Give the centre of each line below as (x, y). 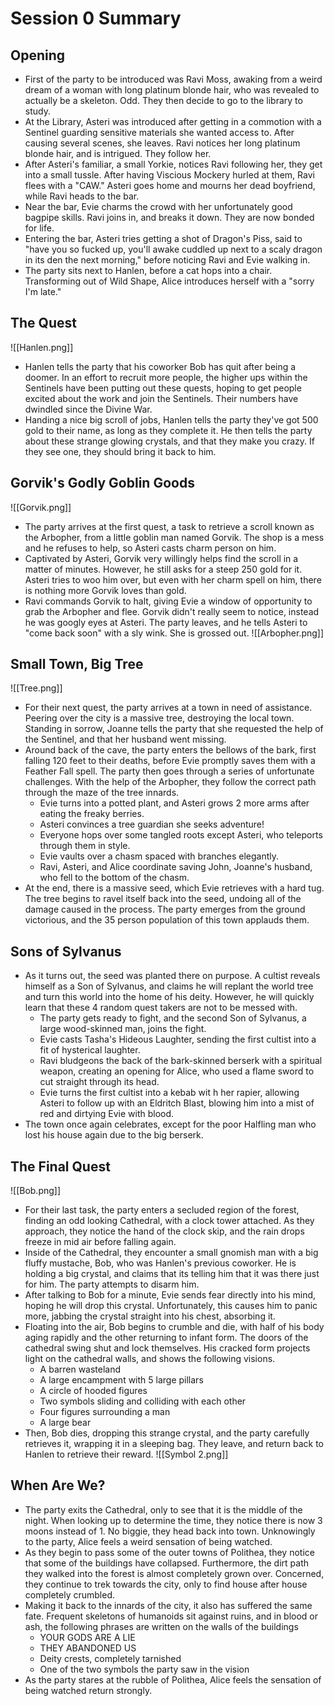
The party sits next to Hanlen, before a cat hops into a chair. (148, 270)
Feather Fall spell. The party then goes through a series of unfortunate (169, 771)
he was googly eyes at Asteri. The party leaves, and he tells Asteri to (166, 622)
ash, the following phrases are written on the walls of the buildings (161, 1626)
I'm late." (43, 291)
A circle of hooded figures (93, 1391)
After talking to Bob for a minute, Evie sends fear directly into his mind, (170, 1295)
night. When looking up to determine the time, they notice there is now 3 (173, 1520)
